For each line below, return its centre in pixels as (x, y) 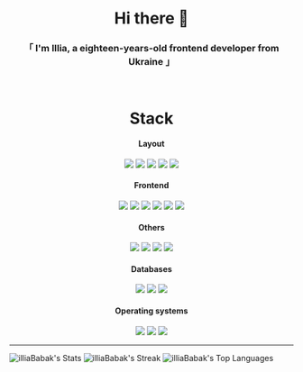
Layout (151, 144)
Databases (151, 268)
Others (151, 227)
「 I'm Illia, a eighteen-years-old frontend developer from (151, 49)
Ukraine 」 (151, 62)
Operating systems (151, 311)
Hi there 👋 (151, 18)
